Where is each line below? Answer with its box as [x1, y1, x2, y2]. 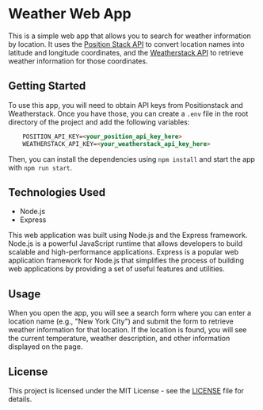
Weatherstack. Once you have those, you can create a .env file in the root [8, 109, 249, 118]
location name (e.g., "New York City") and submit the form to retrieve [8, 316, 234, 326]
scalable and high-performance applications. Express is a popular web [8, 247, 239, 257]
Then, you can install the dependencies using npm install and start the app [8, 154, 256, 163]
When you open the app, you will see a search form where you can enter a [8, 308, 252, 318]
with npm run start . [8, 163, 73, 172]
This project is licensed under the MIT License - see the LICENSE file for [8, 385, 244, 395]
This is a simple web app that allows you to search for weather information [8, 31, 252, 40]
